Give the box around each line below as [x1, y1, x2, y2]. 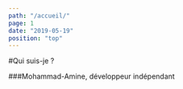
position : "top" [8, 34, 63, 42]
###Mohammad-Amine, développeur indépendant [8, 71, 175, 81]
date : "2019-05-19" [8, 26, 74, 34]
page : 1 [8, 19, 35, 27]
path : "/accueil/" [8, 11, 70, 20]
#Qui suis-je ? [8, 56, 55, 66]
